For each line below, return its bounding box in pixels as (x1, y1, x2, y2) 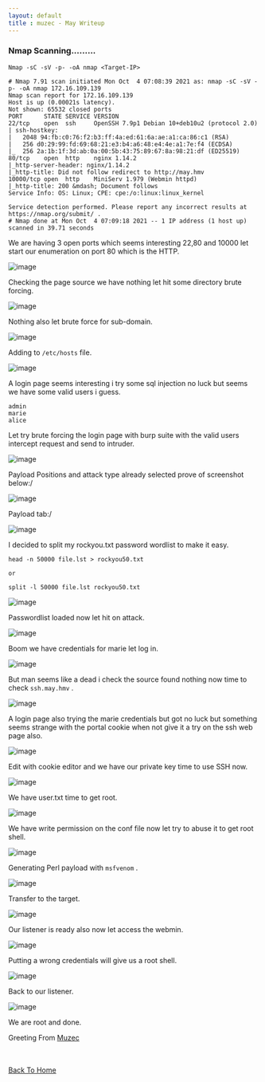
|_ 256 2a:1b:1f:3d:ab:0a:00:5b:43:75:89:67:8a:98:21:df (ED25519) (8, 147, 240, 155)
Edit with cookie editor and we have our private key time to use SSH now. (8, 761, 248, 771)
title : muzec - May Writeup (8, 19, 105, 27)
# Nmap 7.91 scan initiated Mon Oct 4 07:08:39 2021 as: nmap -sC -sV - (8, 77, 259, 85)
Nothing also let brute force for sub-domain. (8, 317, 153, 326)
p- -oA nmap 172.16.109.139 (8, 85, 102, 92)
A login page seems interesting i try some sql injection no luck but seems (8, 378, 248, 388)
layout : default (8, 11, 62, 20)
